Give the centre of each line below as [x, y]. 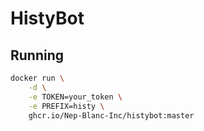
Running [37, 55]
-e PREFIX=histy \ [66, 106]
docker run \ [37, 78]
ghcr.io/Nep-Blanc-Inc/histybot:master [111, 115]
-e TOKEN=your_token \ [75, 97]
